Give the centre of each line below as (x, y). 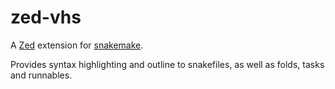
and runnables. (41, 75)
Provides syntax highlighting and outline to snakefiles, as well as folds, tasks (167, 64)
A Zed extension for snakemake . (77, 45)
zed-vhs (46, 17)
